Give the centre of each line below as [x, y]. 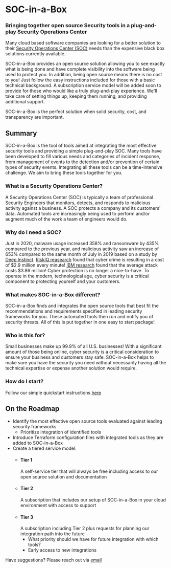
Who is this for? [25, 335]
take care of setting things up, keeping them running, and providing [76, 96]
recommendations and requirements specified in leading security [74, 311]
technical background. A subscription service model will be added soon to [83, 85]
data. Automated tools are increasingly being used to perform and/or [78, 213]
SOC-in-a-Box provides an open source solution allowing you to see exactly [85, 64]
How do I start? [25, 381]
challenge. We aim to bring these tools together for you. [64, 173]
